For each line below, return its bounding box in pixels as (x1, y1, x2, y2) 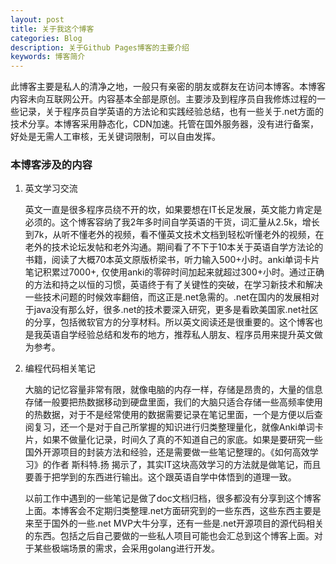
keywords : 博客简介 (10, 52, 86, 62)
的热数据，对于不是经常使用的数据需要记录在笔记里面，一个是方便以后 (24, 409, 315, 421)
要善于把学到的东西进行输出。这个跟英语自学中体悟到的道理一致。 (24, 471, 297, 483)
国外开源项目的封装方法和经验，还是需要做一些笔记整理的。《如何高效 (24, 446, 310, 458)
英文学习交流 (24, 182, 78, 195)
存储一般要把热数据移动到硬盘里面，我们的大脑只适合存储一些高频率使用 (24, 396, 323, 408)
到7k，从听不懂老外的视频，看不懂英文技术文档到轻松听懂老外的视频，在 (24, 229, 325, 241)
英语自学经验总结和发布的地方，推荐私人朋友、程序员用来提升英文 (42, 329, 315, 341)
